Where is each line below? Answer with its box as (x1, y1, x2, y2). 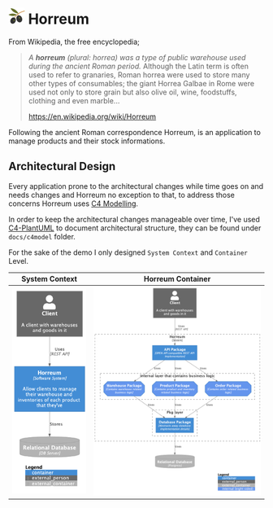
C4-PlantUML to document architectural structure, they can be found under (8, 223, 262, 233)
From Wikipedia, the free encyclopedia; (8, 37, 141, 46)
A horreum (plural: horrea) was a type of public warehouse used (28, 52, 246, 62)
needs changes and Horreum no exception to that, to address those (8, 190, 236, 199)
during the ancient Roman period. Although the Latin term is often (28, 61, 249, 71)
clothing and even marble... (28, 95, 120, 105)
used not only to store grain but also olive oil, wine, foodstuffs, (28, 87, 237, 97)
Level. (8, 256, 28, 265)
